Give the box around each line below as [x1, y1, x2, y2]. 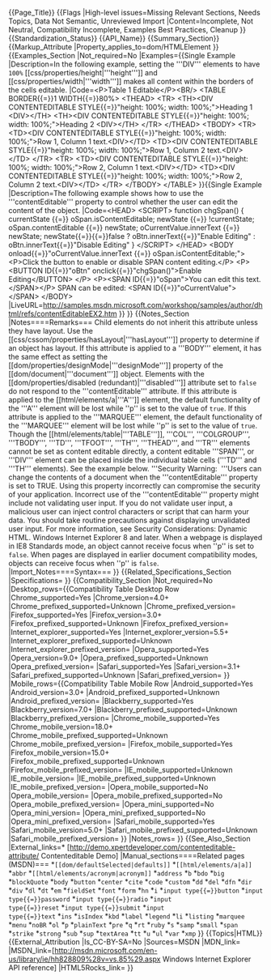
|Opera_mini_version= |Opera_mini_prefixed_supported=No [8, 808, 206, 817]
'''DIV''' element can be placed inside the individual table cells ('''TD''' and [8, 455, 257, 465]
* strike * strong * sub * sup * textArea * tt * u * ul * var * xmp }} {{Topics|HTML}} [8, 928, 263, 938]
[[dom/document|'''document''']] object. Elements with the [8, 369, 205, 378]
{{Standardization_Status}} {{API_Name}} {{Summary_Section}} [8, 33, 220, 43]
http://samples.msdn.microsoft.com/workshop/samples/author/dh [43, 300, 263, 309]
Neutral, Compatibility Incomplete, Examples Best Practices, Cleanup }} [8, 25, 247, 34]
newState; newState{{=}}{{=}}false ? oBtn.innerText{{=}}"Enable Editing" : [8, 232, 256, 241]
